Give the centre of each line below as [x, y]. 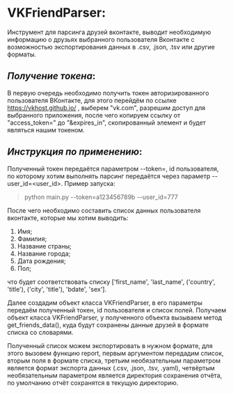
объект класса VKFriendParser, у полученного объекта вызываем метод [115, 317]
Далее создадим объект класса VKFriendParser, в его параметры [105, 302]
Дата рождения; [41, 261]
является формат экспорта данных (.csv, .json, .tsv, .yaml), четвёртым [111, 368]
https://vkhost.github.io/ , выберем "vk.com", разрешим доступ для [106, 108]
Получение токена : [51, 76]
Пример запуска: [90, 183]
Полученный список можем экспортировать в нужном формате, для [110, 345]
